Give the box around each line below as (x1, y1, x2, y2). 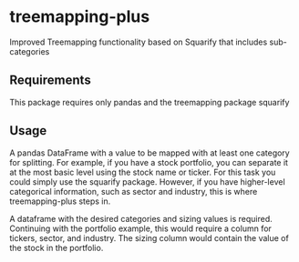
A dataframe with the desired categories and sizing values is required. (9, 213, 273, 224)
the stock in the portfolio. (9, 242, 104, 253)
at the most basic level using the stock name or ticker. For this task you (9, 166, 276, 177)
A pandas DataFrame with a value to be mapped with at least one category (9, 147, 290, 158)
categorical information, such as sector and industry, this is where (9, 186, 258, 196)
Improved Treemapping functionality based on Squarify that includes (9, 36, 268, 47)
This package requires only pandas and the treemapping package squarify (9, 96, 290, 107)
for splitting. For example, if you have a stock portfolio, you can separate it (9, 156, 289, 167)
